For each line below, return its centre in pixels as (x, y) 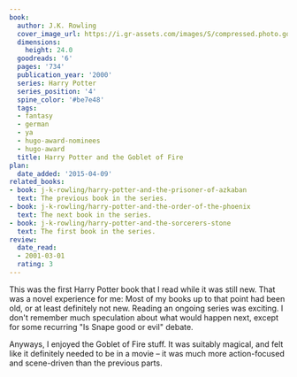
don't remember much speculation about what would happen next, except (144, 317)
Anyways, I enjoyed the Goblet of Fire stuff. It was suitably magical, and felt (146, 344)
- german (33, 125)
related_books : (37, 182)
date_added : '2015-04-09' (65, 173)
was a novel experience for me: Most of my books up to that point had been (147, 298)
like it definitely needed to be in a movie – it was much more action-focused (147, 353)
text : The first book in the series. (87, 231)
